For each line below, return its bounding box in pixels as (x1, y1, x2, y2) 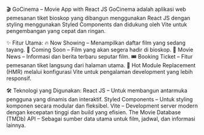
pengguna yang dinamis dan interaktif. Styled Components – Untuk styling (6, 96, 194, 103)
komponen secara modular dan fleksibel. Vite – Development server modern (6, 102, 199, 109)
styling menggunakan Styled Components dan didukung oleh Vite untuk (6, 21, 188, 28)
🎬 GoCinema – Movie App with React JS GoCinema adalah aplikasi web (6, 5, 186, 13)
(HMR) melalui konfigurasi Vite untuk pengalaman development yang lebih (6, 68, 193, 75)
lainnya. (6, 122, 26, 129)
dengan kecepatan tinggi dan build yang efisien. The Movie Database (6, 109, 181, 115)
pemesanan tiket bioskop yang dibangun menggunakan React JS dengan (6, 15, 191, 21)
